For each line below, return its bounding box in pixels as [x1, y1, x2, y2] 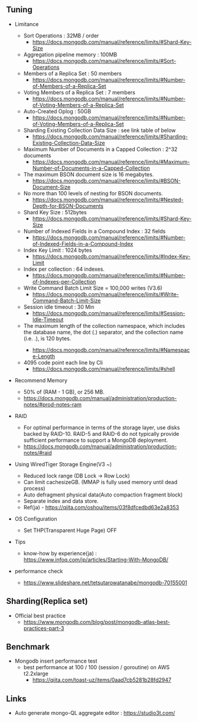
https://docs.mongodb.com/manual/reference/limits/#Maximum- [32, 158, 190, 165]
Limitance [14, 20, 39, 27]
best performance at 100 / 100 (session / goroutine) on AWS [23, 664, 170, 671]
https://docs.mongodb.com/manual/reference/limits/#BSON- [32, 177, 181, 184]
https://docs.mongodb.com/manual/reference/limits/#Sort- [32, 57, 176, 64]
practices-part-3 [23, 625, 64, 632]
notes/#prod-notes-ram [23, 401, 82, 408]
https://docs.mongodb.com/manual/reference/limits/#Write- [32, 290, 179, 297]
